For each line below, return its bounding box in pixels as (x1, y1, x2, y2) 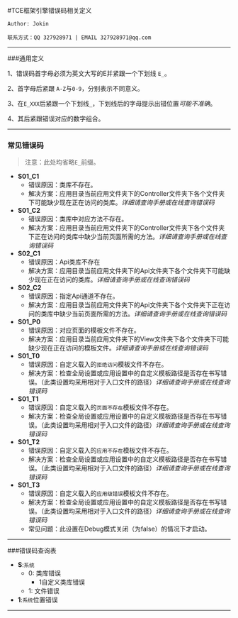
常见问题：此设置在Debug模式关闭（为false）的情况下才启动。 (28, 524, 211, 534)
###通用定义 (7, 54, 45, 62)
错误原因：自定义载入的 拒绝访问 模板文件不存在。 (28, 360, 168, 369)
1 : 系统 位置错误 (17, 595, 58, 605)
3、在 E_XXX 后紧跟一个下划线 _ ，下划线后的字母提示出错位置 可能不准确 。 (7, 99, 217, 108)
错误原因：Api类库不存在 (28, 258, 101, 266)
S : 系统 (17, 561, 35, 569)
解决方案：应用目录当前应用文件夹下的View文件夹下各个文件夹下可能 (28, 335, 229, 343)
